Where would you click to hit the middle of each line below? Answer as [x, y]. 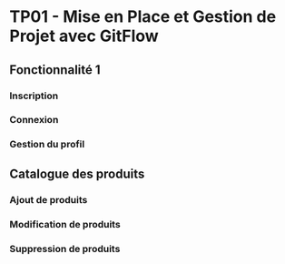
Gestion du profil [47, 145]
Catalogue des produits [77, 173]
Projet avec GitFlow [84, 36]
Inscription [34, 96]
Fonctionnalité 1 [55, 70]
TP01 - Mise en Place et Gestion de [143, 17]
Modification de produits [65, 224]
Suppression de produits [65, 249]
